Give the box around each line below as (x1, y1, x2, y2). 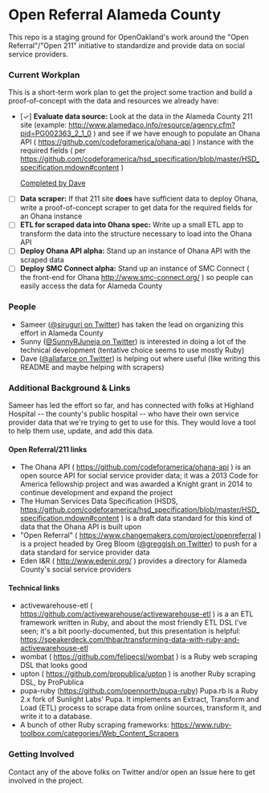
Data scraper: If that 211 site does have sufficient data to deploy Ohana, (19, 194, 259, 204)
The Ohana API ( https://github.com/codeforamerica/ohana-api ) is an (19, 462, 251, 472)
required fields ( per (19, 146, 87, 156)
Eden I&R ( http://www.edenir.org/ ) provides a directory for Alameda (19, 556, 247, 566)
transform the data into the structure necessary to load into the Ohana (19, 229, 252, 238)
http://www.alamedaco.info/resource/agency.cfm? (67, 120, 235, 130)
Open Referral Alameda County (8, 6, 222, 24)
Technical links (8, 583, 60, 592)
